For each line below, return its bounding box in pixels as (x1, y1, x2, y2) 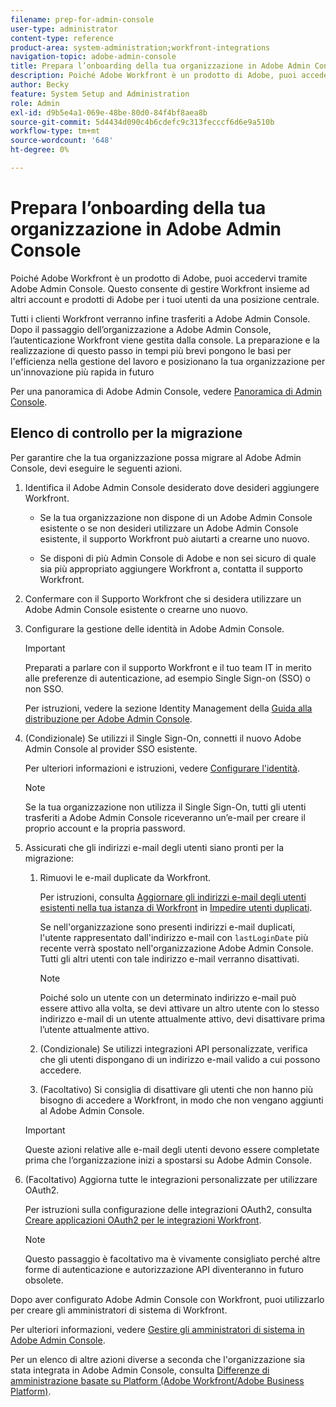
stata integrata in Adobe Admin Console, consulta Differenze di (10, 1364, 270, 1376)
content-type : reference (10, 33, 114, 43)
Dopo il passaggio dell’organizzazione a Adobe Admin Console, (10, 323, 272, 335)
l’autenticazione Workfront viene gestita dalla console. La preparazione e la (10, 334, 320, 346)
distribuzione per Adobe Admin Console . (24, 712, 193, 725)
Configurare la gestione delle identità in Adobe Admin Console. (24, 622, 285, 635)
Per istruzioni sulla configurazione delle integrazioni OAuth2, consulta (24, 1203, 313, 1215)
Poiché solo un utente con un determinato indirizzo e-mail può (39, 991, 297, 1003)
